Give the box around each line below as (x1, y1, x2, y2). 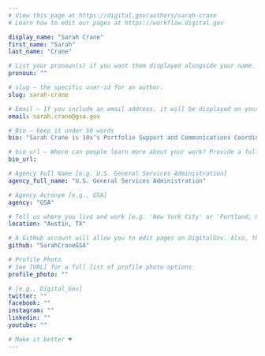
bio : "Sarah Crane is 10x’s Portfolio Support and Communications (8, 134, 231, 142)
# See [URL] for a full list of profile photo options (8, 263, 192, 271)
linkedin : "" (8, 314, 51, 322)
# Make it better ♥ (8, 336, 73, 343)
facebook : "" (8, 299, 51, 307)
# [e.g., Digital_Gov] (8, 284, 83, 292)
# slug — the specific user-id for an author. (8, 83, 164, 91)
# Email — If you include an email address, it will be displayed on (8, 105, 242, 113)
